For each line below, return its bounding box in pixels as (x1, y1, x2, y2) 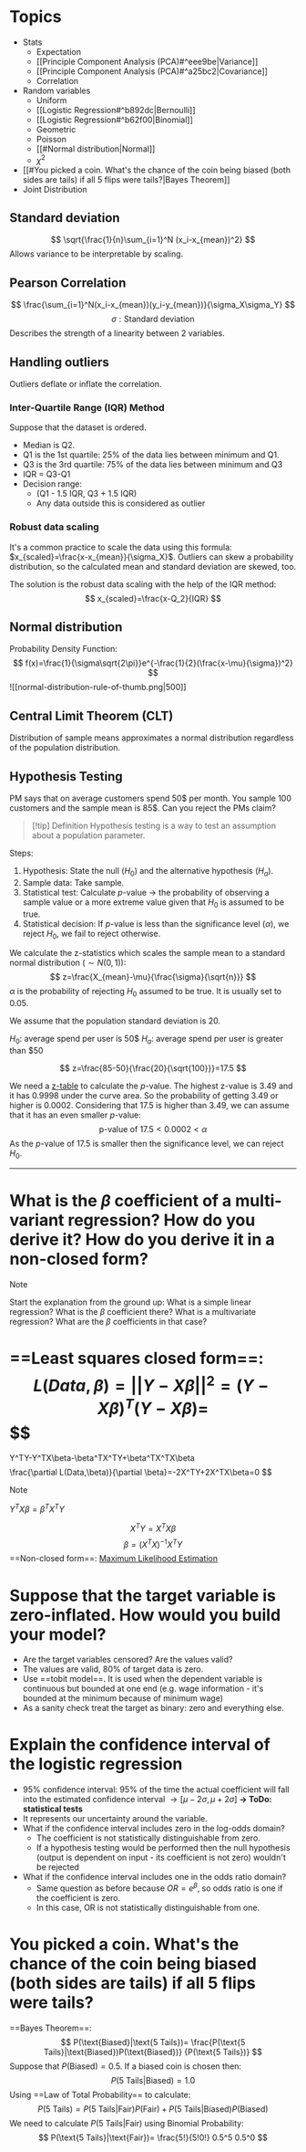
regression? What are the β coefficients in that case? (9, 1316, 208, 1327)
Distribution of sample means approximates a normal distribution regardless (9, 732, 294, 743)
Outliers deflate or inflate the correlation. (9, 379, 162, 390)
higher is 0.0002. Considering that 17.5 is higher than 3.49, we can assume (9, 1100, 290, 1111)
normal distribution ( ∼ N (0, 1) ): (9, 957, 127, 969)
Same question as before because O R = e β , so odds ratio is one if (36, 1881, 283, 1894)
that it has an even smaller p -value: (9, 1109, 141, 1120)
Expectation (36, 46, 82, 57)
